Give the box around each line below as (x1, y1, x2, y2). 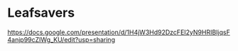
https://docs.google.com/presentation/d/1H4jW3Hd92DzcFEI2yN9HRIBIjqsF (7, 28, 231, 36)
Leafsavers (7, 5, 75, 21)
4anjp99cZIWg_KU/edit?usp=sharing (7, 35, 116, 43)
